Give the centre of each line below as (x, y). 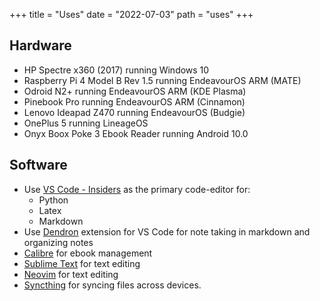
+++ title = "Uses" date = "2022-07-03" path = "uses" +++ (131, 14)
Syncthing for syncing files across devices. (112, 285)
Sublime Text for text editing (82, 263)
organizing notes (58, 242)
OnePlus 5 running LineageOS (86, 123)
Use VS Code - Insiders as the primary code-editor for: (137, 189)
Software (38, 165)
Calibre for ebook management (88, 253)
